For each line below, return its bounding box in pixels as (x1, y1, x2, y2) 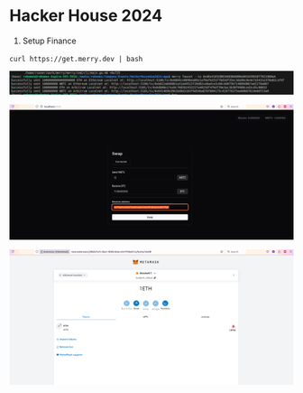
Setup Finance (22, 35, 77, 46)
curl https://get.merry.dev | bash (9, 54, 143, 63)
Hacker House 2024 (9, 5, 163, 26)
